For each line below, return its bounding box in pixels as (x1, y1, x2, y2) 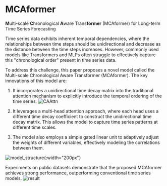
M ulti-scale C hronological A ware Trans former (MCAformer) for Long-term (5, 20, 160, 26)
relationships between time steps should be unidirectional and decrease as (5, 41, 161, 47)
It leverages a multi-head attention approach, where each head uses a (12, 108, 159, 114)
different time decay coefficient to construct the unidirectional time (12, 113, 152, 120)
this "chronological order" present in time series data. (5, 57, 117, 63)
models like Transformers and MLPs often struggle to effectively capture (5, 52, 156, 58)
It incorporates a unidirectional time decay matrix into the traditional (12, 87, 154, 93)
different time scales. (12, 124, 57, 130)
